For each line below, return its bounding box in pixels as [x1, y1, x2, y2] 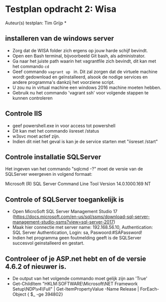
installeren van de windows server [5, 34, 114, 43]
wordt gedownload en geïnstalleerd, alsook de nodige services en [12, 74, 148, 80]
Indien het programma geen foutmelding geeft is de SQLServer [12, 235, 142, 241]
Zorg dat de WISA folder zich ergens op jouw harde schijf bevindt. [12, 47, 148, 53]
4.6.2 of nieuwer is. [5, 262, 67, 271]
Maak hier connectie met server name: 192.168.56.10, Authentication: [12, 225, 153, 230]
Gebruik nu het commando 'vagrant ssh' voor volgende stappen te [12, 89, 149, 95]
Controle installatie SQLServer [5, 152, 101, 161]
